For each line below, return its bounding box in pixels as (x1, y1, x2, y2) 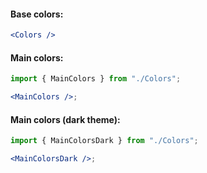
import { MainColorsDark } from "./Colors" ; (10, 136, 199, 146)
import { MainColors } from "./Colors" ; (10, 74, 182, 84)
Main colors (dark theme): (10, 113, 121, 125)
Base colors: (10, 8, 64, 20)
